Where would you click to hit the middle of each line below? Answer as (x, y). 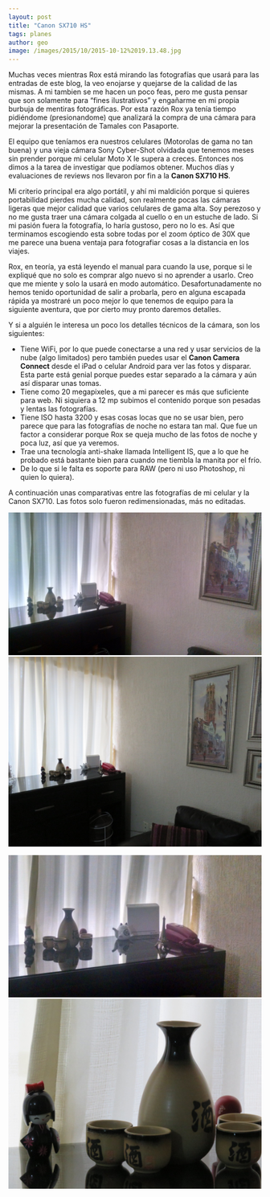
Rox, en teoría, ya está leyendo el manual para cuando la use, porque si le (130, 267)
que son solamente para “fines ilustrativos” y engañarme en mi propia (124, 100)
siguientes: (27, 334)
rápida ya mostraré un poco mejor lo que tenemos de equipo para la (121, 301)
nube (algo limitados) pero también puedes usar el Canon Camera (130, 358)
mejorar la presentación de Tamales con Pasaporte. (94, 126)
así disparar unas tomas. (61, 383)
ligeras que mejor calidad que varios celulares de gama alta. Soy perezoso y (135, 208)
